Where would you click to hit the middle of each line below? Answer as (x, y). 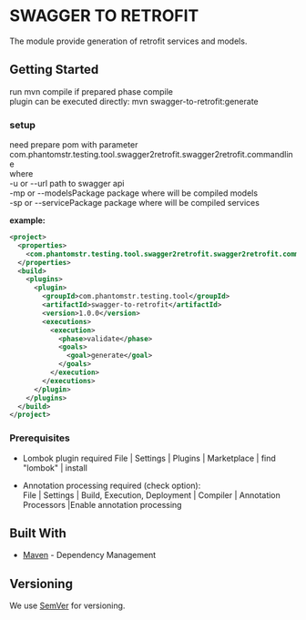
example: (27, 220)
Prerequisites (40, 438)
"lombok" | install (55, 468)
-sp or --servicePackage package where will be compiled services (134, 203)
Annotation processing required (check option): (112, 485)
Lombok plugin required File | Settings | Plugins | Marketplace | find (149, 458)
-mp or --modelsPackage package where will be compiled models (133, 193)
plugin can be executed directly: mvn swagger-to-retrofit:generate (134, 101)
